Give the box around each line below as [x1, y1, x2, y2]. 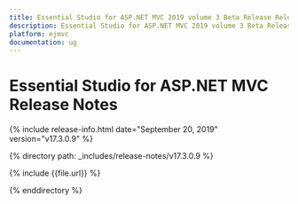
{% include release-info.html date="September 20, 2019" [9, 124, 219, 135]
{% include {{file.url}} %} [9, 168, 101, 178]
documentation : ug [9, 37, 77, 47]
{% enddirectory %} [9, 185, 82, 196]
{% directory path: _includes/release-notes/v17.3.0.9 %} [9, 151, 215, 161]
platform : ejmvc [9, 29, 69, 38]
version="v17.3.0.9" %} [9, 134, 93, 145]
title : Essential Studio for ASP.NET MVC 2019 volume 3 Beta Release [9, 12, 272, 22]
